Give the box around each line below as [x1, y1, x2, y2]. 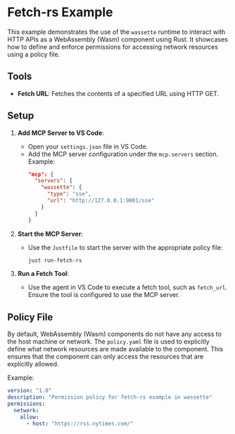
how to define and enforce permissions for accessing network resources [7, 42, 218, 51]
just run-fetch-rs [27, 257, 82, 264]
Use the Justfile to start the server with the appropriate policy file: [27, 243, 223, 251]
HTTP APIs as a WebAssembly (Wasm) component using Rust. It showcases [7, 35, 229, 43]
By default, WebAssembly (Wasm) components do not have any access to [7, 330, 222, 339]
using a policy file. [7, 50, 61, 59]
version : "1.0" [7, 387, 52, 394]
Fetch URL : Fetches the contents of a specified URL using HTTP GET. [17, 89, 220, 97]
